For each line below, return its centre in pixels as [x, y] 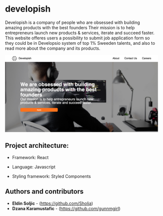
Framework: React [30, 157]
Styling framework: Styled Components [51, 176]
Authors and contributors [44, 191]
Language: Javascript [34, 167]
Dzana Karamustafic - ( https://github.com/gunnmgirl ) [66, 208]
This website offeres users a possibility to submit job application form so [78, 38]
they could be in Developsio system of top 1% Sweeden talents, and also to [80, 43]
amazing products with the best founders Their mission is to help [70, 27]
